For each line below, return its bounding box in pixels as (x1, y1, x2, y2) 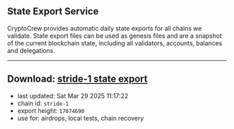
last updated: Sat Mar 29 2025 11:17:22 (17, 91, 129, 100)
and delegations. (7, 46, 56, 54)
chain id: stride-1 (17, 99, 69, 107)
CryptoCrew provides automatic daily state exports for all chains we (7, 24, 202, 32)
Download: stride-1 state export (7, 73, 148, 85)
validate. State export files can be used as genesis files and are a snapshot (7, 31, 222, 40)
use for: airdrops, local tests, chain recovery (17, 114, 144, 122)
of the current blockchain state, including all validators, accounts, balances (7, 38, 223, 47)
